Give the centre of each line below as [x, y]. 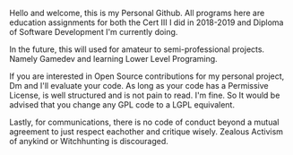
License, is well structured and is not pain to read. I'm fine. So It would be [145, 95]
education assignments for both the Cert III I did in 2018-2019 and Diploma [146, 22]
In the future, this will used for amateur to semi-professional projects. [137, 49]
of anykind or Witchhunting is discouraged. [89, 141]
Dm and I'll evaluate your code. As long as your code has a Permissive [139, 86]
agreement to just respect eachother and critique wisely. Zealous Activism [146, 132]
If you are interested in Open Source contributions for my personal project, [147, 76]
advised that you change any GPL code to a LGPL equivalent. [122, 105]
